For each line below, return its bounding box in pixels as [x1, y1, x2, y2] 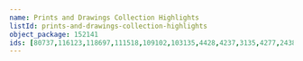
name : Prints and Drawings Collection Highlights [9, 13, 200, 22]
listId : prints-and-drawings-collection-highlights [9, 22, 207, 30]
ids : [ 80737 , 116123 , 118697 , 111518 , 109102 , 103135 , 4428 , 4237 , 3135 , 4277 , [9, 38, 280, 48]
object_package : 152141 [9, 30, 99, 39]
